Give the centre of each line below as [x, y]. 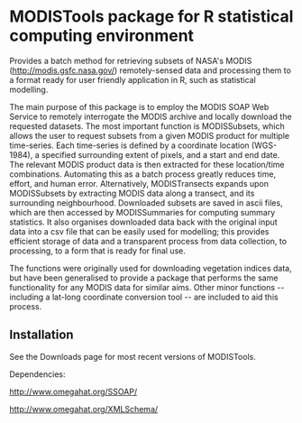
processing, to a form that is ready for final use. [98, 251]
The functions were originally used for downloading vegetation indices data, [151, 268]
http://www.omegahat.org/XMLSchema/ [84, 409]
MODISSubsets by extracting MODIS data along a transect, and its [132, 193]
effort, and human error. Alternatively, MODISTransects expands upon [139, 183]
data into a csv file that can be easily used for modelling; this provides [139, 231]
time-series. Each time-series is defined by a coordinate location [129, 145]
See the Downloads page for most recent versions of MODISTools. [133, 356]
